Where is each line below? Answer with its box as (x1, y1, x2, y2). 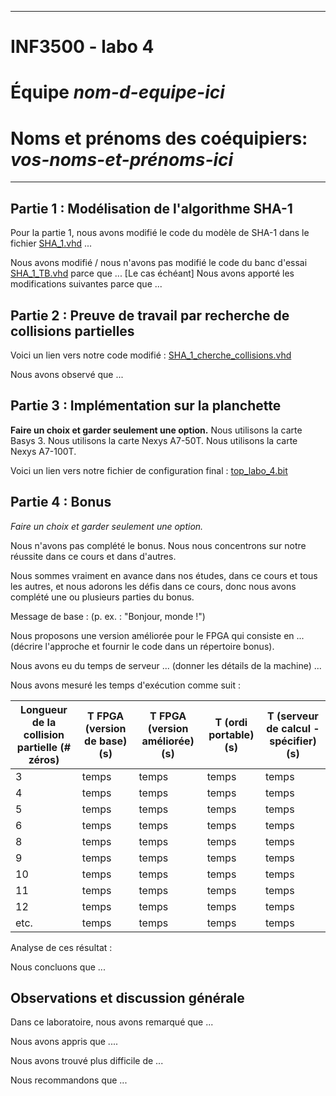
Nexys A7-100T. (10, 445, 77, 457)
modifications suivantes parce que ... (10, 278, 163, 290)
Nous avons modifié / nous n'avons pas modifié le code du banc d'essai (10, 257, 308, 269)
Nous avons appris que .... (10, 1036, 119, 1048)
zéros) (28, 752, 60, 766)
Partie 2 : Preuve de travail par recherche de (10, 307, 290, 324)
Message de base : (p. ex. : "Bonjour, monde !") (10, 610, 206, 622)
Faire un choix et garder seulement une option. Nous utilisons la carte (10, 424, 303, 436)
